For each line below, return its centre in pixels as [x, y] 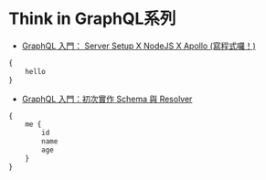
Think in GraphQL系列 [92, 19]
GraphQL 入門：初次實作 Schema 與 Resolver [107, 99]
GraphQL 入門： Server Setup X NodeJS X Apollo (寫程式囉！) [139, 46]
